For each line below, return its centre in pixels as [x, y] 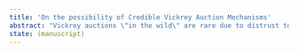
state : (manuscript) [47, 33]
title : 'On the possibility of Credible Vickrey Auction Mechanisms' [141, 17]
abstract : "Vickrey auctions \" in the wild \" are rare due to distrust [144, 26]
